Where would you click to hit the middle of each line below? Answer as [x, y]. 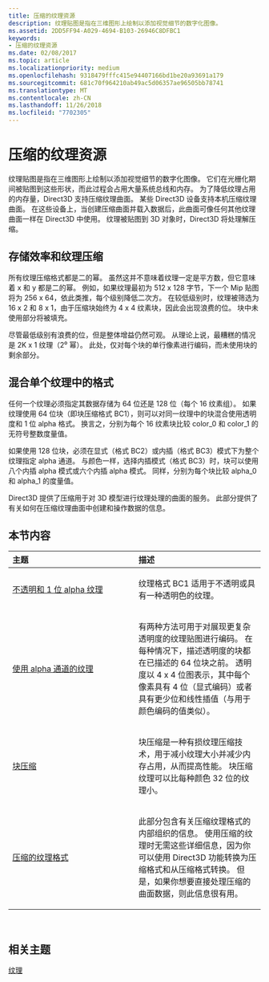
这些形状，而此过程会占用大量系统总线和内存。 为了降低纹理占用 [149, 189]
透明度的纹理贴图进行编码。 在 [196, 639]
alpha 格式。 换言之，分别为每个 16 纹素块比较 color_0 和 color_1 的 [148, 423]
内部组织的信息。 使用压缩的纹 [196, 833]
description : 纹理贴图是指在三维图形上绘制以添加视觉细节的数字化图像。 [115, 23]
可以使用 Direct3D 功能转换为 [194, 858]
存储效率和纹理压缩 [56, 257]
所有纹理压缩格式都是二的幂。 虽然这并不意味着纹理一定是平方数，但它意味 [132, 277]
